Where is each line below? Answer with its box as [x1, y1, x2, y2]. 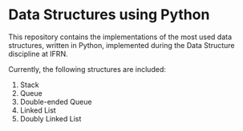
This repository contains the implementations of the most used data [8, 32, 233, 42]
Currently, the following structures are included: [8, 64, 166, 73]
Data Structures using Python [8, 6, 210, 24]
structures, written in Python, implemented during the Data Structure [8, 40, 235, 50]
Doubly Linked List [19, 113, 82, 123]
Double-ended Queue [19, 97, 92, 106]
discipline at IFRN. [8, 49, 68, 58]
